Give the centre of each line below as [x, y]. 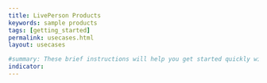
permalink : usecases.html [51, 38]
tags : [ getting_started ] [49, 30]
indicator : [26, 67]
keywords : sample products [53, 23]
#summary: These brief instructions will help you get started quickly [129, 59]
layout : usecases [37, 45]
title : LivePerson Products [55, 15]
